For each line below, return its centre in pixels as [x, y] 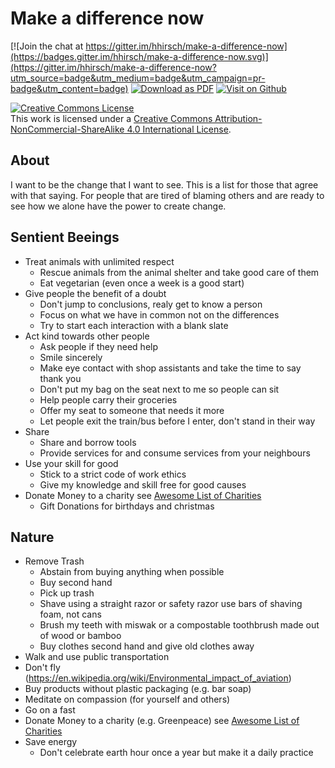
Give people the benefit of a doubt [95, 293]
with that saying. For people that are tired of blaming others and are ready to [167, 195]
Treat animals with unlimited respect [99, 261]
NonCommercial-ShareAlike [67, 129]
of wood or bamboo [80, 636]
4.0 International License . [179, 129]
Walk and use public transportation [97, 657]
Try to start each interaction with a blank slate [134, 325]
